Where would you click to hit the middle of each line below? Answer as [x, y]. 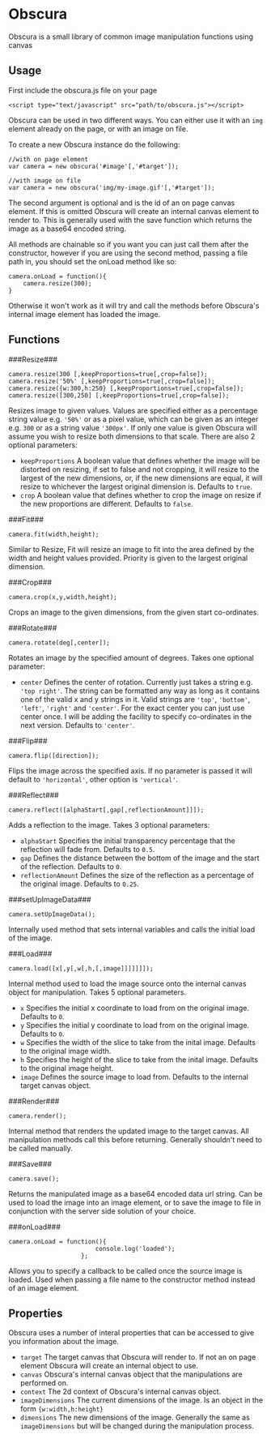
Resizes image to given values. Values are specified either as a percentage [133, 410]
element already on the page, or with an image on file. [98, 128]
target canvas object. [55, 1085]
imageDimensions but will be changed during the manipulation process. [137, 1426]
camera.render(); [38, 1116]
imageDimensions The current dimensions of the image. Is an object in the [142, 1400]
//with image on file [45, 180]
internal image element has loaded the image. [85, 314]
